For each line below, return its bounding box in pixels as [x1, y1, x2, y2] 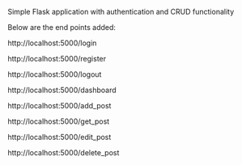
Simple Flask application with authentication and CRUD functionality [7, 7, 235, 16]
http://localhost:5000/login [7, 38, 97, 48]
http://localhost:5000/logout [7, 70, 102, 79]
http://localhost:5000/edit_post [7, 133, 112, 142]
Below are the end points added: [7, 23, 117, 32]
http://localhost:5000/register [7, 54, 107, 63]
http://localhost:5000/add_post [7, 101, 112, 110]
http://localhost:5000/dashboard [7, 85, 117, 95]
